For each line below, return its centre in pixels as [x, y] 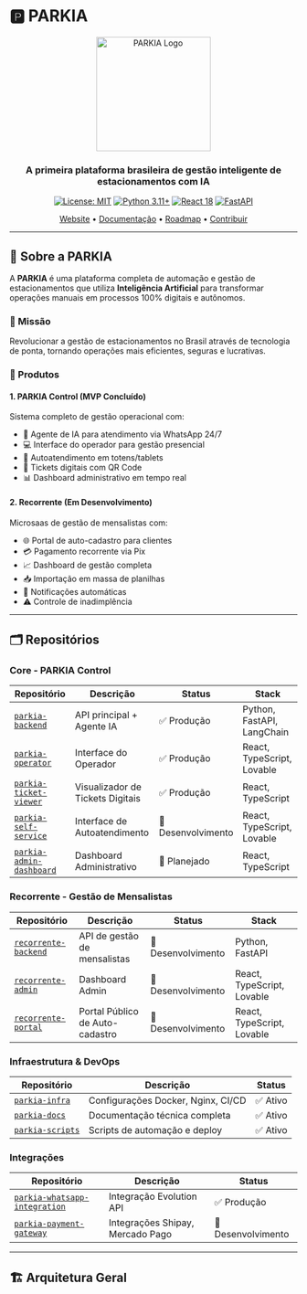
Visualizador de [108, 787]
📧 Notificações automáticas [74, 591]
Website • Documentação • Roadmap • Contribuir [153, 219]
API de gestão [109, 936]
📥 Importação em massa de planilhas [94, 578]
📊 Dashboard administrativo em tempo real [105, 478]
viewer [28, 802]
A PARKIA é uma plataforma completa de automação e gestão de [132, 279]
